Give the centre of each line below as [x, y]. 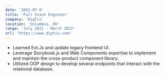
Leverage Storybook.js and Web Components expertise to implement [84, 53]
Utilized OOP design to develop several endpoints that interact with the [86, 64]
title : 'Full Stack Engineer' [37, 15]
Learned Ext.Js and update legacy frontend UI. [61, 48]
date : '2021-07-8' [24, 10]
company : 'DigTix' [24, 19]
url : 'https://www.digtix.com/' [39, 33]
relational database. [33, 69]
